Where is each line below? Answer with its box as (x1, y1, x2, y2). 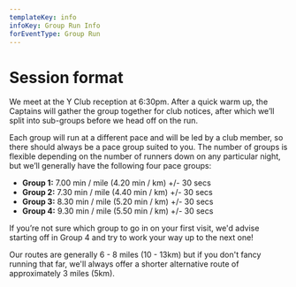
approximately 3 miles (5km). (9, 268, 115, 279)
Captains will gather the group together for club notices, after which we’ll (9, 106, 275, 117)
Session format (9, 67, 124, 87)
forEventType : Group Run (9, 29, 101, 38)
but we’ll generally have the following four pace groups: (9, 161, 212, 171)
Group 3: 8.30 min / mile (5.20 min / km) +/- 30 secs (21, 196, 214, 208)
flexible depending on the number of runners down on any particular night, (9, 151, 281, 162)
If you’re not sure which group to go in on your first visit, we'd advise (9, 223, 260, 234)
